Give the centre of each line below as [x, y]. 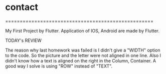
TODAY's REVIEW [23, 40]
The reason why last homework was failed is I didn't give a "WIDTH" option [83, 50]
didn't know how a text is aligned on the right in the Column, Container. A [81, 60]
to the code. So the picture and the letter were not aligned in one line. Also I [83, 55]
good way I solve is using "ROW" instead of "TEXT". [59, 66]
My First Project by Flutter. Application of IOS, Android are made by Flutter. [82, 30]
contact [22, 7]
